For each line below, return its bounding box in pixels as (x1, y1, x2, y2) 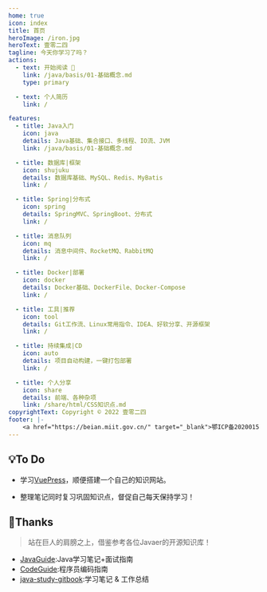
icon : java (22, 129, 59, 138)
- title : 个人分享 (15, 378, 72, 387)
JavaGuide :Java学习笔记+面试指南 (19, 555, 134, 564)
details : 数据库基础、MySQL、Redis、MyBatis (22, 173, 163, 182)
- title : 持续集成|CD (15, 342, 82, 350)
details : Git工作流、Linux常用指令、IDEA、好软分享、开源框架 (22, 320, 210, 328)
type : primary (22, 78, 69, 86)
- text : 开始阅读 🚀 (15, 64, 76, 72)
